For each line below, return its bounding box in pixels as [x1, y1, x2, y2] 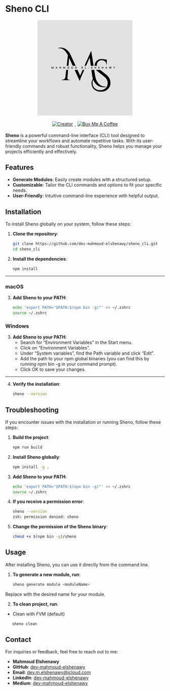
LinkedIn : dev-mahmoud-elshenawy [12, 675, 89, 681]
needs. [12, 187, 27, 194]
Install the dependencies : [12, 256, 67, 262]
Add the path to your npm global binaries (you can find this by [20, 356, 150, 362]
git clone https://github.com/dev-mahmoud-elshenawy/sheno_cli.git [12, 241, 158, 246]
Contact [5, 636, 31, 644]
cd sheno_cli [12, 247, 40, 252]
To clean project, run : [12, 601, 59, 607]
